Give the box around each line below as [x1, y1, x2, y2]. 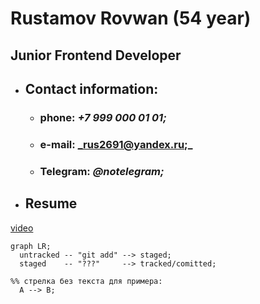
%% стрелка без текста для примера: [10, 276, 163, 286]
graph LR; [10, 241, 52, 251]
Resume [24, 195, 78, 212]
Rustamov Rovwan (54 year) [10, 7, 252, 30]
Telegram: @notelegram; [39, 164, 165, 178]
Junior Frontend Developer [10, 47, 182, 64]
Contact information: [24, 80, 159, 97]
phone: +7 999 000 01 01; [39, 110, 167, 124]
